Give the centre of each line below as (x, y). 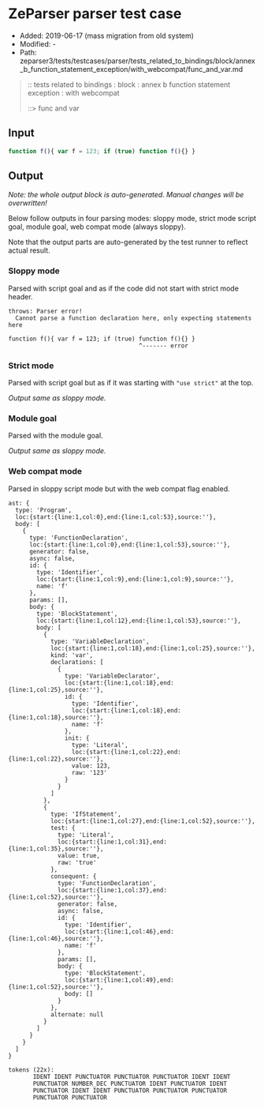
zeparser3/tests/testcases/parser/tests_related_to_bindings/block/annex (138, 61)
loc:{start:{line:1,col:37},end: (113, 890)
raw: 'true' (77, 862)
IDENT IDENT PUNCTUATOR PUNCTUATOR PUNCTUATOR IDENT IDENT (132, 1076)
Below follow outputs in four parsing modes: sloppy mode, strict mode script (132, 219)
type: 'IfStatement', (86, 814)
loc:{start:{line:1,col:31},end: (113, 842)
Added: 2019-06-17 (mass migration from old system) (107, 36)
